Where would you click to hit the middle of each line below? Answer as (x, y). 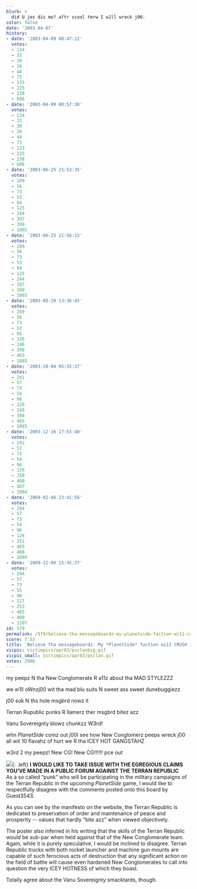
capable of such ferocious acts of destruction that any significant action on (97, 856)
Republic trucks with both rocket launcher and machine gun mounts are (92, 850)
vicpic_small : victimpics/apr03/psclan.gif (60, 656)
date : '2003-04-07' (30, 28)
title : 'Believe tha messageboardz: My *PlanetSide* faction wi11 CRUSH (97, 645)
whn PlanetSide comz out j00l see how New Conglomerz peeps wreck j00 (96, 735)
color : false (22, 22)
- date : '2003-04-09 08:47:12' (44, 39)
